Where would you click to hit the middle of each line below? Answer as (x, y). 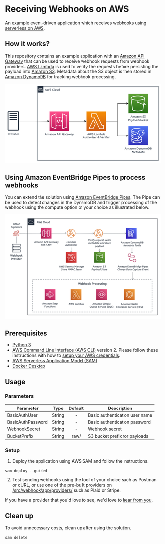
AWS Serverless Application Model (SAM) (55, 361)
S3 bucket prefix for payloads (118, 436)
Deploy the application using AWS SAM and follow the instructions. (81, 461)
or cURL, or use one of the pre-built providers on (62, 485)
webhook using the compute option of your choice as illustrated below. (77, 207)
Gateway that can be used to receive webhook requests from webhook (77, 61)
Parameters (19, 396)
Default (76, 408)
